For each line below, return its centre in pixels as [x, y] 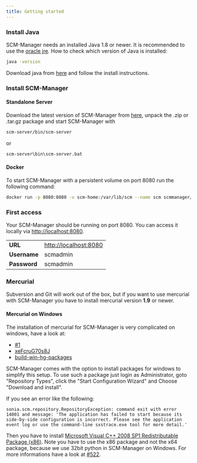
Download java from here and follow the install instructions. [78, 73]
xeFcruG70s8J [32, 351]
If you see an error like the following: [50, 399]
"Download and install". [34, 387]
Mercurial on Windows [34, 314]
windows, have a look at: [36, 333]
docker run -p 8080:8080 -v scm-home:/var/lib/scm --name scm [84, 197]
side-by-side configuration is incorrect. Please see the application [94, 420]
